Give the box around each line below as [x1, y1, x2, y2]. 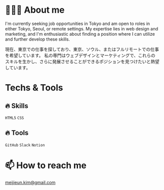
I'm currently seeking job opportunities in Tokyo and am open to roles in [5, 21, 150, 26]
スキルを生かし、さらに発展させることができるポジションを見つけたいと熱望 [5, 58, 160, 64]
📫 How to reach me [5, 160, 87, 171]
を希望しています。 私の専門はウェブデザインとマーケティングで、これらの [5, 52, 156, 58]
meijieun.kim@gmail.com [5, 179, 56, 185]
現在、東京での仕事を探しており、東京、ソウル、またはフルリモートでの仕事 [5, 46, 159, 52]
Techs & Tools [5, 82, 63, 94]
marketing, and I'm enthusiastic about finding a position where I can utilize [5, 31, 155, 37]
